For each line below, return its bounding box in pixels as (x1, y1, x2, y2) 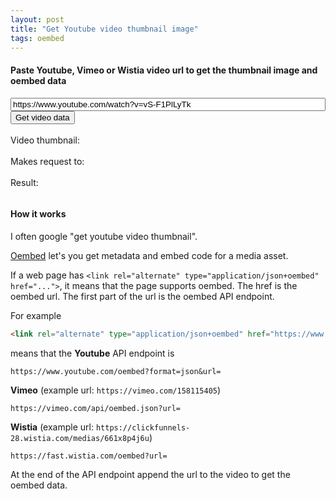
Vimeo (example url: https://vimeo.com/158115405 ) (10, 384, 222, 396)
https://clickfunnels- (95, 422, 191, 433)
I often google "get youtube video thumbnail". (10, 230, 198, 242)
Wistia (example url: (10, 421, 94, 433)
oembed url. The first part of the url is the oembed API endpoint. (10, 290, 275, 302)
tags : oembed (10, 33, 65, 43)
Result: (10, 176, 39, 188)
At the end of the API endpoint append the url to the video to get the (10, 468, 291, 480)
